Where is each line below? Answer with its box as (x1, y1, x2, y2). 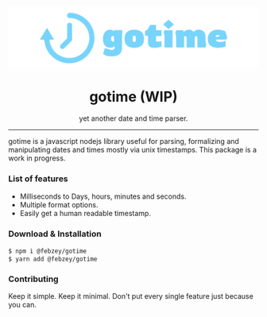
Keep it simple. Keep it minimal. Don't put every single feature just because (8, 292, 254, 301)
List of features (8, 173, 69, 184)
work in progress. (8, 153, 66, 163)
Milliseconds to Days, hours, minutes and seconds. (19, 191, 187, 201)
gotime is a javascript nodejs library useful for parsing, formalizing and (8, 137, 240, 146)
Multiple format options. (19, 199, 99, 209)
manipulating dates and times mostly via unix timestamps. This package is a (8, 145, 257, 155)
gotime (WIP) (89, 87, 178, 106)
